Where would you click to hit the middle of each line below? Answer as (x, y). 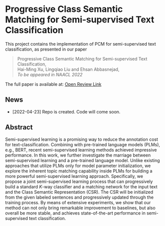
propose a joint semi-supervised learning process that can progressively (79, 181)
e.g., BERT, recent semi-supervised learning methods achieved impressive (81, 150)
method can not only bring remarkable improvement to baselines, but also (80, 208)
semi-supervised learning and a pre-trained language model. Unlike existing (82, 160)
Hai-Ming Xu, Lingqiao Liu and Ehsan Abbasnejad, (68, 69)
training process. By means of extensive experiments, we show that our (78, 202)
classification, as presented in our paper (46, 49)
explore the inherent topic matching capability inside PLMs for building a (79, 171)
